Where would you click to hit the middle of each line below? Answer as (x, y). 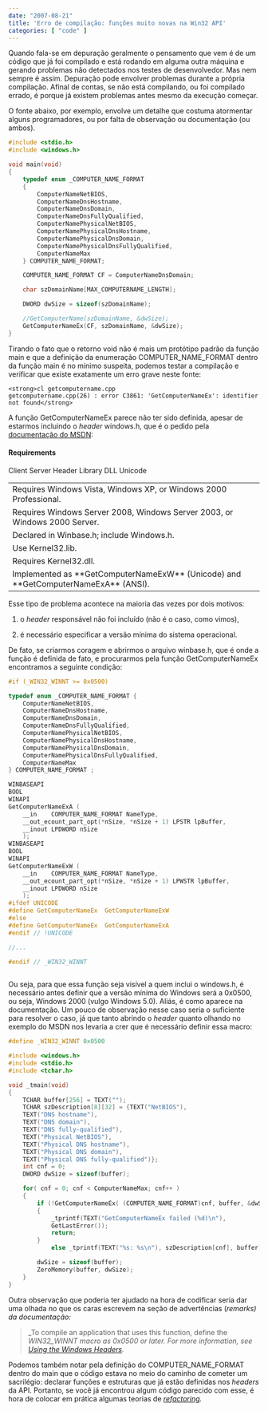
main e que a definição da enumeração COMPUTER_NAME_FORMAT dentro (133, 357)
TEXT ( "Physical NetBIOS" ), (67, 1137)
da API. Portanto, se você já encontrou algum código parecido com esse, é (131, 1390)
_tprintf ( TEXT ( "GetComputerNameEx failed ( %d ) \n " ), (138, 1218)
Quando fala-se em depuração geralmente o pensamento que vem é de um (132, 53)
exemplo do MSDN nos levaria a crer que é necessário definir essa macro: (130, 1027)
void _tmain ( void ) (39, 1085)
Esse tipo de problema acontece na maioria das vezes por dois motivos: (126, 603)
